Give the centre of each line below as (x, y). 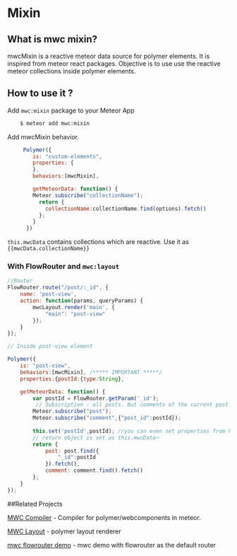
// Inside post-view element (50, 347)
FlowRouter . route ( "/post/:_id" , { (58, 288)
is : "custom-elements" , (67, 156)
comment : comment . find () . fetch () (94, 471)
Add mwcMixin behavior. (43, 137)
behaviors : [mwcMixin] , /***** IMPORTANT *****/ (91, 372)
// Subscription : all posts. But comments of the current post (132, 405)
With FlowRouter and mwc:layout (63, 267)
